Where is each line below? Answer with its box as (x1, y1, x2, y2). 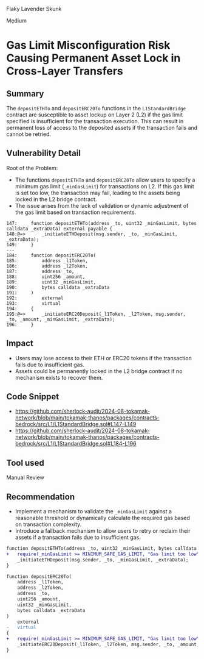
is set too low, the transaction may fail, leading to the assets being (15, 189, 180, 196)
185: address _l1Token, (6, 257, 88, 264)
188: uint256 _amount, (6, 274, 86, 280)
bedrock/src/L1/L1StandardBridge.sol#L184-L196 (15, 440, 137, 447)
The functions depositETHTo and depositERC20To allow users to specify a (15, 176, 195, 183)
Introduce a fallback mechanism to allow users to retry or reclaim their (15, 527, 191, 535)
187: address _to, (6, 268, 75, 274)
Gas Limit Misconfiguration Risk (6, 38, 171, 52)
